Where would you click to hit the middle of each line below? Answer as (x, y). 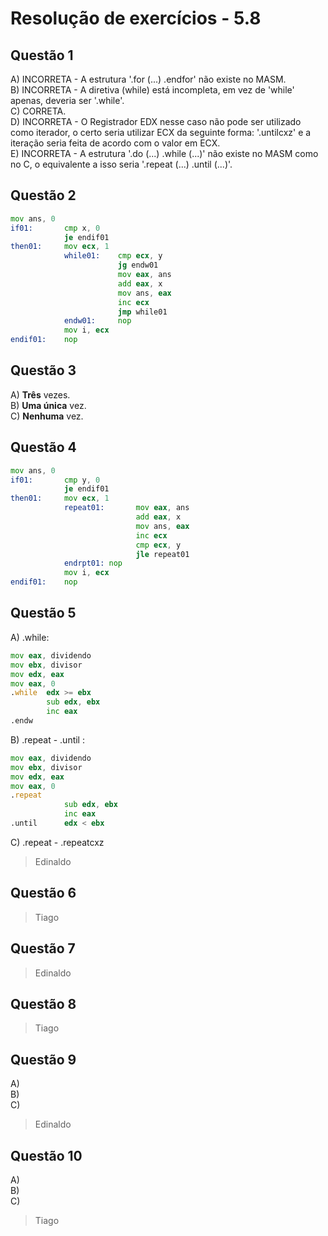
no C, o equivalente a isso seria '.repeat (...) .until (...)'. (121, 164)
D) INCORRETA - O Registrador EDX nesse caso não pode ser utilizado (156, 121)
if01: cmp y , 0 (55, 480)
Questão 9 (43, 1059)
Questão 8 (43, 1003)
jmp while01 (142, 312)
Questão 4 (43, 447)
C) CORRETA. (38, 111)
